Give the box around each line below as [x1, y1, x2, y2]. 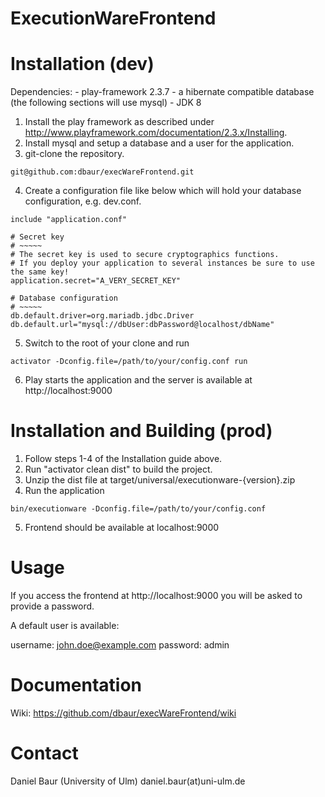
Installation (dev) [10, 53, 155, 76]
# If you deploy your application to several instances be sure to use [10, 258, 315, 269]
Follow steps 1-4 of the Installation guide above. [24, 453, 223, 465]
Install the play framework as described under [24, 116, 215, 128]
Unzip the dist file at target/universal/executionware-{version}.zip [24, 474, 296, 486]
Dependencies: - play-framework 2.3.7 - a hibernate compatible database [10, 86, 315, 98]
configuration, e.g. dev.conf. [24, 195, 142, 207]
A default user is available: [10, 620, 120, 631]
